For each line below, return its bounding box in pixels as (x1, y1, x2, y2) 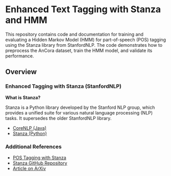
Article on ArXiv (12, 165, 46, 171)
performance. (5, 52, 34, 59)
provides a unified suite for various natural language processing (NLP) (5, 109, 153, 115)
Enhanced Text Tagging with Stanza (5, 4, 161, 15)
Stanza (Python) (12, 130, 47, 136)
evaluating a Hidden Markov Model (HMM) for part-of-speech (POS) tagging (5, 37, 166, 43)
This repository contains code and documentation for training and (5, 31, 144, 37)
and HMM (5, 14, 47, 26)
